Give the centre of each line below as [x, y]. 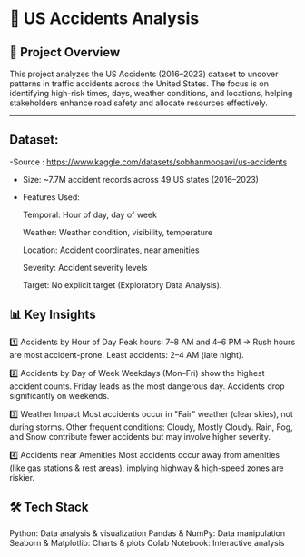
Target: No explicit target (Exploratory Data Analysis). [122, 284]
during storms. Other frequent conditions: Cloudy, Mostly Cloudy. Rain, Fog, [151, 427]
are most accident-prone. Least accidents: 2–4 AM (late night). [127, 354]
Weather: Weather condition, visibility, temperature [118, 232]
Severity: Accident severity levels [85, 267]
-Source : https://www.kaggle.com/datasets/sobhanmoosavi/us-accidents [148, 162]
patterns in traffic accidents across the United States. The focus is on [139, 84]
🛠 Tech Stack [49, 507]
